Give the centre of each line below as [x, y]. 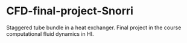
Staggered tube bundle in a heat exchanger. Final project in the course [94, 27]
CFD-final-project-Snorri [70, 11]
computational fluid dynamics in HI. [50, 33]
